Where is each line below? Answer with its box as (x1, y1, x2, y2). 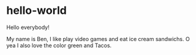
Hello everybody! (6, 24, 50, 31)
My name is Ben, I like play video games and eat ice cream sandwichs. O (6, 35, 190, 42)
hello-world (6, 4, 67, 18)
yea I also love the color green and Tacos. (6, 42, 112, 49)
